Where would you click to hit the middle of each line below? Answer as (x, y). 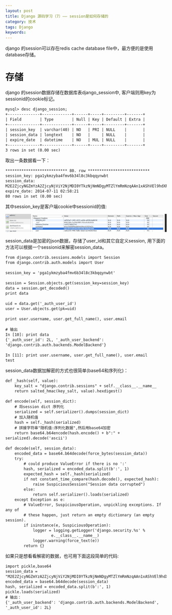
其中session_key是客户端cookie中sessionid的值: (56, 207)
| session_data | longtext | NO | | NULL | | (75, 135)
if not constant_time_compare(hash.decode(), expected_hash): (91, 479)
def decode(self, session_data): (41, 448)
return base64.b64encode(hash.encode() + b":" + (67, 433)
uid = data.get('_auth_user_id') (41, 303)
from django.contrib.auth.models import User (55, 262)
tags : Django (19, 27)
